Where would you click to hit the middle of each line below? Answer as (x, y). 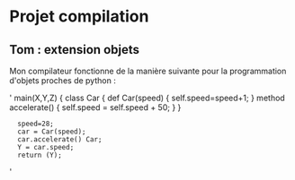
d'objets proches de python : (63, 81)
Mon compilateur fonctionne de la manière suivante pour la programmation (148, 71)
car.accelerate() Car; (60, 140)
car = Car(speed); (52, 132)
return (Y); (40, 155)
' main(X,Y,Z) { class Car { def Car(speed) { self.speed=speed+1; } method (147, 98)
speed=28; (36, 124)
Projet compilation (79, 17)
